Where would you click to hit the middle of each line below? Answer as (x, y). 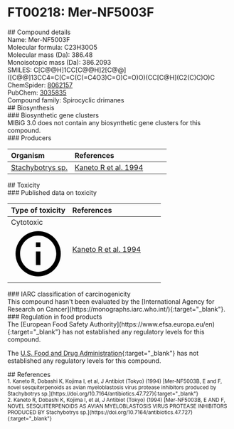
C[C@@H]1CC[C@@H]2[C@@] (80, 70)
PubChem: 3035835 (37, 92)
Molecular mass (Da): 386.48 (50, 55)
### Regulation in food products (55, 317)
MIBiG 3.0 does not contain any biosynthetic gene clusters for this (104, 122)
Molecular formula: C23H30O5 (53, 47)
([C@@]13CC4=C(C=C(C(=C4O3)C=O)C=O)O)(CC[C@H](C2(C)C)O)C (111, 77)
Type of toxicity (38, 210)
